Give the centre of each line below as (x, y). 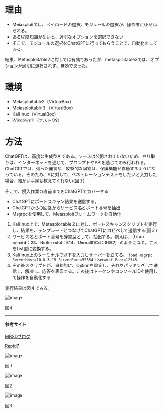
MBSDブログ (18, 337)
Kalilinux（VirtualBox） (35, 114)
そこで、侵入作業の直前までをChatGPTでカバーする (57, 191)
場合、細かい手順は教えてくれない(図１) (45, 181)
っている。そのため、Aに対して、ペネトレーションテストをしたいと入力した (81, 174)
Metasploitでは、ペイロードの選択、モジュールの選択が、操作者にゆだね (84, 24)
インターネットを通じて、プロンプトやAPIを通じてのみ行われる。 (83, 162)
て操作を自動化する (31, 277)
